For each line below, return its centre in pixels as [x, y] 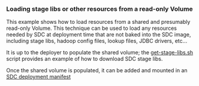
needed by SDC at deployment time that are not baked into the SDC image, [99, 35]
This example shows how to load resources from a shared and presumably [98, 22]
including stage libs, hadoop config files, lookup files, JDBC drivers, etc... [97, 41]
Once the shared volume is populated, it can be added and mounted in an [97, 70]
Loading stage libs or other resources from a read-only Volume [99, 9]
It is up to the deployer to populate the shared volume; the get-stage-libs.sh [100, 53]
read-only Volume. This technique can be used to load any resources [91, 28]
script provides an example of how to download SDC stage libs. [85, 59]
